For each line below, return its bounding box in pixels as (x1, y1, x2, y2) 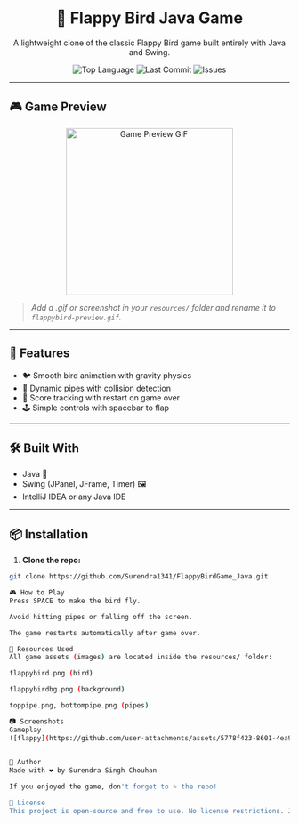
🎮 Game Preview (9, 100, 107, 115)
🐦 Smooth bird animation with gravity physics (21, 369, 192, 381)
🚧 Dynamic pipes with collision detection (21, 383, 172, 393)
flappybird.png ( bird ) (9, 669, 93, 678)
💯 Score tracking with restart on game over (21, 392, 181, 403)
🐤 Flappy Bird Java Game (56, 8, 243, 28)
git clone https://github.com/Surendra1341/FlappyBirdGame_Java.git (9, 572, 269, 581)
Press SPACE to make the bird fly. (9, 596, 141, 605)
